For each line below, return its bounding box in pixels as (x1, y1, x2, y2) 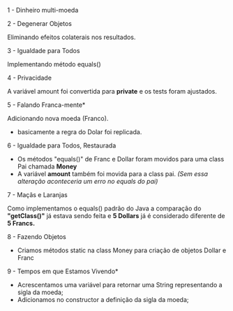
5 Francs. (7, 219, 36, 227)
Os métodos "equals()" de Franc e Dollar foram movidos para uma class (17, 155, 225, 163)
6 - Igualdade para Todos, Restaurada (7, 141, 116, 150)
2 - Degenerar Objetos (7, 20, 72, 27)
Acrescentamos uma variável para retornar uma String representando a (17, 281, 223, 289)
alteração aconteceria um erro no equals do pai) (17, 178, 158, 185)
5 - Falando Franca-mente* (7, 101, 86, 109)
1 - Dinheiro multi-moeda (7, 6, 79, 14)
